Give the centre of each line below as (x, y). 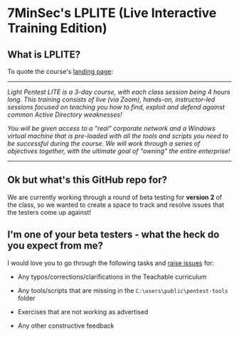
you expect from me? (55, 246)
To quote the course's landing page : (60, 71)
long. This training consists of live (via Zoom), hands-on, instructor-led (111, 100)
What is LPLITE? (44, 54)
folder (26, 298)
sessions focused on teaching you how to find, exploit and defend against (116, 107)
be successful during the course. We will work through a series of (104, 143)
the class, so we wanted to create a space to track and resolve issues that (116, 205)
